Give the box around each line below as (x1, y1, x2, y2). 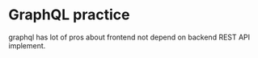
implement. (8, 40, 46, 50)
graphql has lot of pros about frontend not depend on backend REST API (8, 32, 251, 42)
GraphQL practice (8, 6, 130, 24)
